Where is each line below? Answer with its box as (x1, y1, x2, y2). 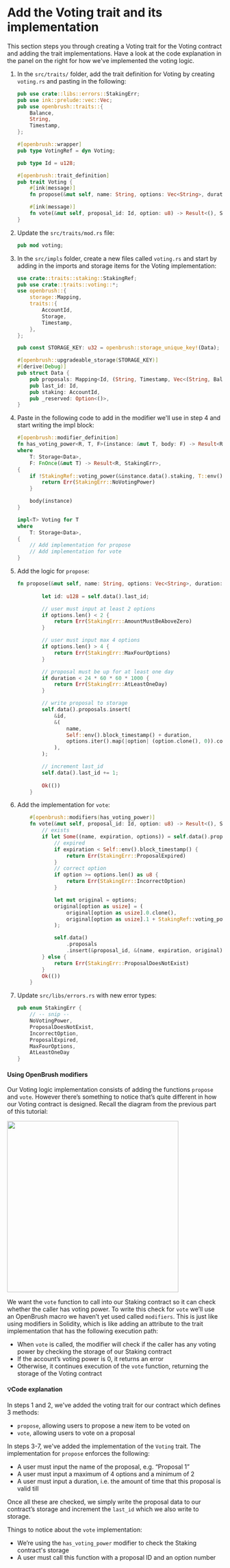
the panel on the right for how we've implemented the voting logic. (7, 56, 195, 64)
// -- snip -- (29, 1011, 70, 1018)
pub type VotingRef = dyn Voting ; (16, 147, 116, 154)
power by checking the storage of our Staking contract (16, 1347, 172, 1356)
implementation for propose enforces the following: (7, 1449, 150, 1457)
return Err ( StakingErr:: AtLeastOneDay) (53, 681, 168, 688)
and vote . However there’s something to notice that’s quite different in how (7, 1093, 217, 1101)
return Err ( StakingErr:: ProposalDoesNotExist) (53, 960, 190, 967)
